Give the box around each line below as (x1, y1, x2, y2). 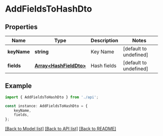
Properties (5, 23, 38, 31)
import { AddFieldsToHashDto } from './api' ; (5, 95, 98, 100)
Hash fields (90, 62, 116, 69)
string (34, 49, 49, 55)
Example (5, 82, 32, 90)
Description (90, 37, 119, 44)
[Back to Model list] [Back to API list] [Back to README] (5, 126, 116, 132)
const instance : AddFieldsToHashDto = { (5, 103, 88, 108)
